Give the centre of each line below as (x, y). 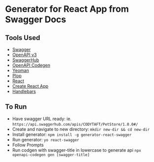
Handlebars (24, 91)
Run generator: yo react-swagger (46, 139)
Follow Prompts (28, 145)
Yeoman (21, 70)
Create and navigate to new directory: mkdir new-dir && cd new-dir (81, 129)
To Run (16, 107)
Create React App (30, 86)
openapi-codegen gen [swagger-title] (51, 155)
